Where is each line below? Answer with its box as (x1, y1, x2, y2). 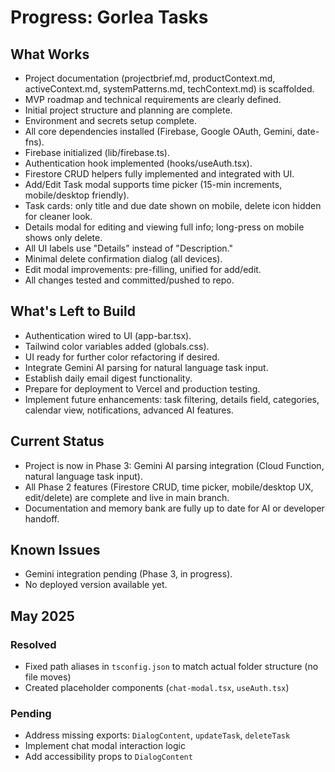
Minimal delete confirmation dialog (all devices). (24, 253, 223, 265)
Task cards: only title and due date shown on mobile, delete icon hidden (24, 200, 322, 211)
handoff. (24, 512, 60, 525)
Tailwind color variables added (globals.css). (24, 340, 210, 352)
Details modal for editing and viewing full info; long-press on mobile (24, 221, 305, 233)
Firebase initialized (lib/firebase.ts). (24, 147, 170, 158)
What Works (10, 46, 90, 63)
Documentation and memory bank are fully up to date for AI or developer (24, 502, 325, 514)
